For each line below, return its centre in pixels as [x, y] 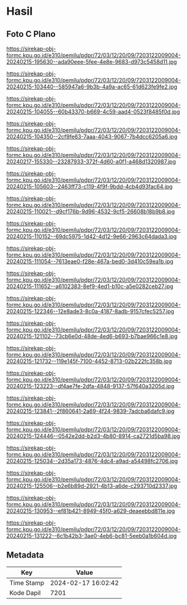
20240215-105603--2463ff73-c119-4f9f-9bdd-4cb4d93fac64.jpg [90, 186]
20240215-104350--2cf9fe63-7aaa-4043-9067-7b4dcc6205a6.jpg [92, 137]
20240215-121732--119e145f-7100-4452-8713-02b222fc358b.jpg [89, 361]
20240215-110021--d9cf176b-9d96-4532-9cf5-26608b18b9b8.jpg [91, 211]
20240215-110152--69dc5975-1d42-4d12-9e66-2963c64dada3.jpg [92, 236]
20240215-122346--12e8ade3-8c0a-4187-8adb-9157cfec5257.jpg [90, 311]
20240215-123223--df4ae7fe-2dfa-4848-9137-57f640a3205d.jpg [90, 386]
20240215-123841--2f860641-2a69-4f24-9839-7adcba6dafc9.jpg [90, 411]
